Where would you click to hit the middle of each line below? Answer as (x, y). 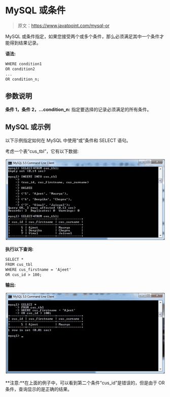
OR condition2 (20, 69)
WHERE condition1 (24, 64)
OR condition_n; (22, 79)
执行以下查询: (20, 249)
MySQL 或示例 (28, 127)
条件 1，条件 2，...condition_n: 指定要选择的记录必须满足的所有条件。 (78, 109)
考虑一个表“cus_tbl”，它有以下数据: (42, 151)
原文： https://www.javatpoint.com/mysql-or (64, 26)
